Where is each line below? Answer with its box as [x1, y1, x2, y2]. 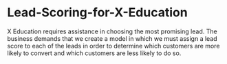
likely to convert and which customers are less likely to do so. [7, 49, 182, 57]
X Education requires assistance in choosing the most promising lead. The [7, 27, 218, 35]
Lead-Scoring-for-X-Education [7, 5, 188, 20]
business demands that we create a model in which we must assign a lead [7, 34, 218, 42]
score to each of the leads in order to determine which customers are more [7, 42, 220, 50]
